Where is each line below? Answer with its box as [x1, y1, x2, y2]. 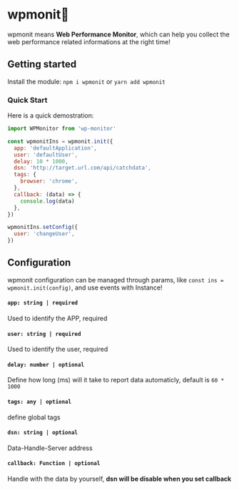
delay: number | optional [7, 361, 84, 368]
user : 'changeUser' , [14, 230, 75, 238]
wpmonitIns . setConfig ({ [7, 224, 78, 231]
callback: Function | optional [7, 460, 101, 467]
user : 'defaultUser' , [14, 151, 78, 158]
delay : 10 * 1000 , [14, 158, 69, 165]
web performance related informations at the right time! [7, 37, 171, 46]
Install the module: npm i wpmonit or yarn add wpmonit [7, 77, 166, 86]
